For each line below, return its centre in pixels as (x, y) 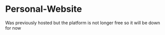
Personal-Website (44, 9)
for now (13, 28)
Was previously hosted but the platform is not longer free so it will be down (83, 23)
